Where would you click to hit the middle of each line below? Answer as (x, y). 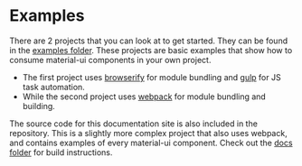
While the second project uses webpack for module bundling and (144, 97)
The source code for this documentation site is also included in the (133, 124)
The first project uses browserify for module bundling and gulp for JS (152, 77)
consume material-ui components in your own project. (110, 60)
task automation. (54, 87)
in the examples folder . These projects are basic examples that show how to (151, 50)
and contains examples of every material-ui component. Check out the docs (151, 143)
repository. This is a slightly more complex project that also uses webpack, (148, 133)
